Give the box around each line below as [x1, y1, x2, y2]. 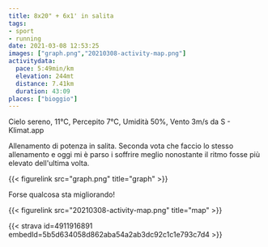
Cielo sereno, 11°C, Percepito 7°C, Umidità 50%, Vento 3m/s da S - [8, 117, 231, 126]
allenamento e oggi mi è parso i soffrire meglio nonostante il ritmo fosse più [8, 150, 261, 160]
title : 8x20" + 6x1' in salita [8, 11, 114, 20]
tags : [8, 19, 27, 28]
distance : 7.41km [15, 79, 74, 87]
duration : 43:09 [15, 87, 70, 96]
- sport [8, 27, 35, 35]
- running [8, 34, 42, 43]
